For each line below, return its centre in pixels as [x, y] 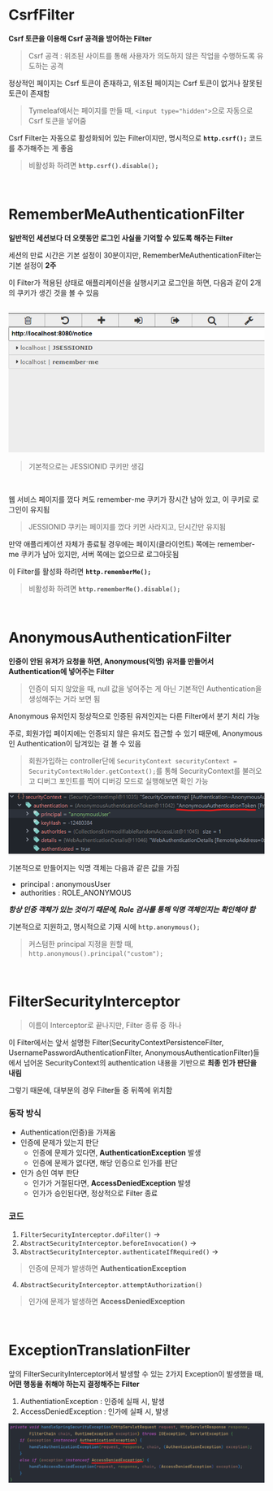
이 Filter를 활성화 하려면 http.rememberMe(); [80, 571]
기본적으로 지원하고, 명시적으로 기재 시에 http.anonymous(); [104, 927]
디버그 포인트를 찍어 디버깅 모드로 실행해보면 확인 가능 [123, 780]
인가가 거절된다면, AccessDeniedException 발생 [111, 1182]
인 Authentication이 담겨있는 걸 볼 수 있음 [75, 743]
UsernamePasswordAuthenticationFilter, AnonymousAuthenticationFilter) [131, 1052]
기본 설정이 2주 [32, 265]
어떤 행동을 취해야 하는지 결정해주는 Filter [74, 1384]
